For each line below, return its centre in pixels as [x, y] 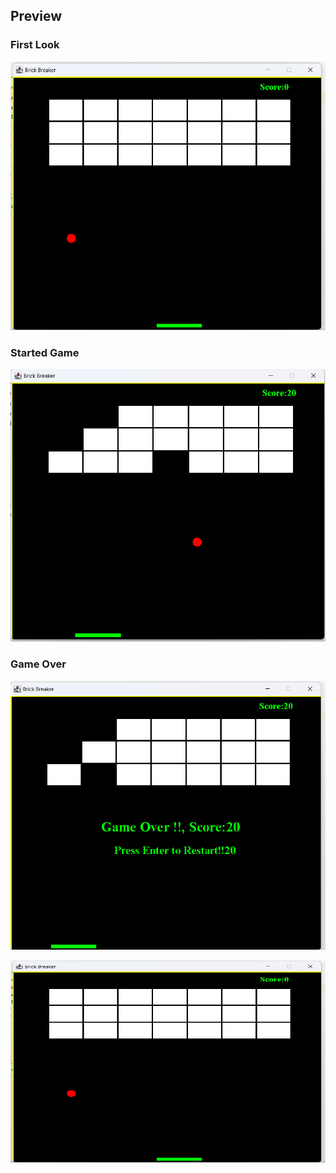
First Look [35, 45]
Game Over [38, 664]
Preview [36, 16]
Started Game [45, 352]
